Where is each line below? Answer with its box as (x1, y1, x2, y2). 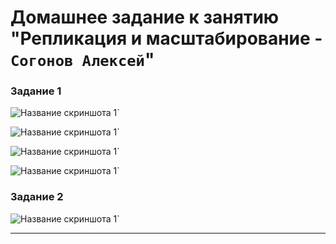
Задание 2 (10, 190, 64, 204)
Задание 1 (10, 84, 62, 98)
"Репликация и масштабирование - (10, 27, 323, 50)
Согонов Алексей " (10, 49, 155, 71)
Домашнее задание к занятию (10, 6, 280, 29)
